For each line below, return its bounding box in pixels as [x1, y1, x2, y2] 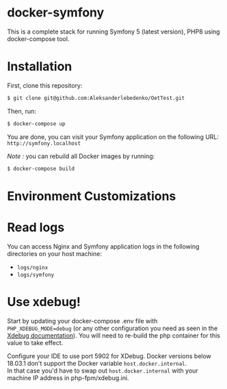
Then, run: [7, 107, 36, 115]
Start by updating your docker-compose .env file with [7, 316, 158, 325]
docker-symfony [7, 5, 105, 21]
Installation [7, 59, 72, 75]
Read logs [7, 219, 65, 235]
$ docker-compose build [7, 165, 75, 172]
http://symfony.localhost [7, 140, 81, 147]
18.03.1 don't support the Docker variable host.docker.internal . [7, 359, 187, 367]
